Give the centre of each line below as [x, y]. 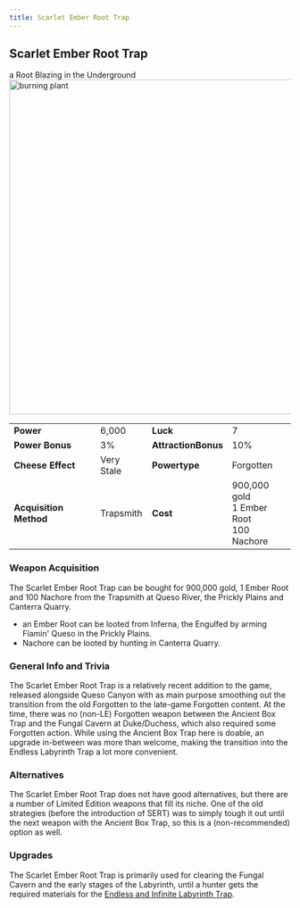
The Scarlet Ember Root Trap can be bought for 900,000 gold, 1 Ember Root [149, 587]
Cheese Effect [45, 465]
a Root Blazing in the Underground [73, 75]
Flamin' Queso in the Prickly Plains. [87, 633]
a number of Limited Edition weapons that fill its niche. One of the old [136, 804]
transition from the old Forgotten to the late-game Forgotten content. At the [147, 704]
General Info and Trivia [59, 666]
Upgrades [31, 855]
